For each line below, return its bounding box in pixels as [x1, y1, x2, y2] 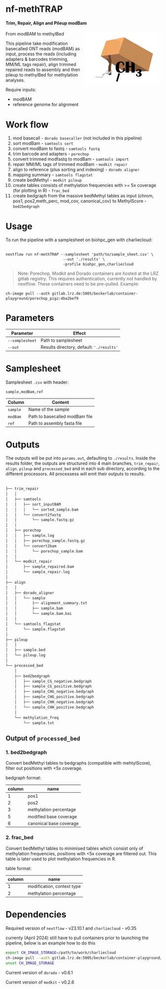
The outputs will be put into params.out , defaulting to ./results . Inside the [5, 455, 156, 461]
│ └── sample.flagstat [5, 626, 66, 632]
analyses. [5, 77, 25, 83]
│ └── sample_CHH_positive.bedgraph [14, 704, 94, 710]
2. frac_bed [5, 834, 33, 841]
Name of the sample [28, 406, 69, 412]
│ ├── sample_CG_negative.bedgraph [14, 679, 92, 684]
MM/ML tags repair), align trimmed [5, 62, 76, 68]
